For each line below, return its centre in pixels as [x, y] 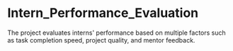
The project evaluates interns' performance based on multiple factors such [117, 33]
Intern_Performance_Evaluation [103, 13]
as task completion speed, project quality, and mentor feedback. [101, 40]
